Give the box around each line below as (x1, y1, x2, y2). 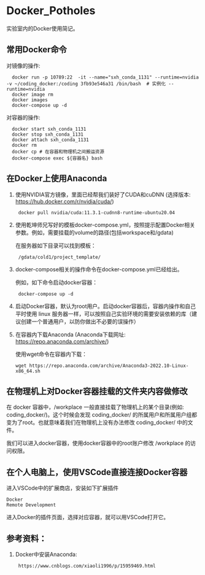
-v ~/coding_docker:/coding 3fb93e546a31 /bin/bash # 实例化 (6, 80, 166, 87)
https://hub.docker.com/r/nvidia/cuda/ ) (15, 198, 115, 205)
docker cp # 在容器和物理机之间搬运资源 (12, 149, 104, 155)
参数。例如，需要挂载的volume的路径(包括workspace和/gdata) (15, 228, 174, 236)
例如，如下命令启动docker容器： (15, 279, 98, 286)
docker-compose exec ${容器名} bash (12, 155, 103, 161)
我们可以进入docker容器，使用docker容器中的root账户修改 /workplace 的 (6, 439, 191, 447)
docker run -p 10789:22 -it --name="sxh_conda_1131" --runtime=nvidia (12, 74, 199, 80)
